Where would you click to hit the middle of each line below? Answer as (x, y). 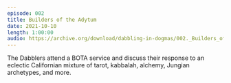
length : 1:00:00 (30, 32)
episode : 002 (26, 13)
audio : (16, 39)
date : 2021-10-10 (32, 26)
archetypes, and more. (39, 73)
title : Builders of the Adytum (52, 20)
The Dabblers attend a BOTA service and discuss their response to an (106, 58)
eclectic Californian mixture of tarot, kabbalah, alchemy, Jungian (99, 65)
